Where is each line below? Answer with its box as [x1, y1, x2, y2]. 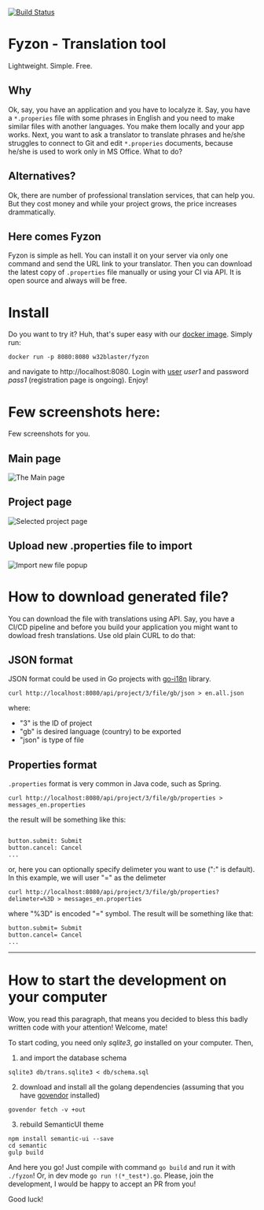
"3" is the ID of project [19, 718, 93, 728]
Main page [8, 451, 61, 465]
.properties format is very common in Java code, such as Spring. [8, 779, 222, 789]
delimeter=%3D [8, 895, 55, 904]
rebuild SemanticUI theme [19, 1119, 104, 1130]
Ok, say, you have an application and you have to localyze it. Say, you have [8, 105, 251, 114]
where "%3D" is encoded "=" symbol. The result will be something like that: [8, 909, 254, 919]
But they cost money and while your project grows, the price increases [8, 199, 237, 208]
